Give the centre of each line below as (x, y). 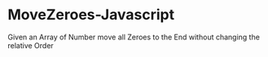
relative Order (31, 45)
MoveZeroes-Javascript (91, 15)
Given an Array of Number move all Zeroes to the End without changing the (134, 37)
